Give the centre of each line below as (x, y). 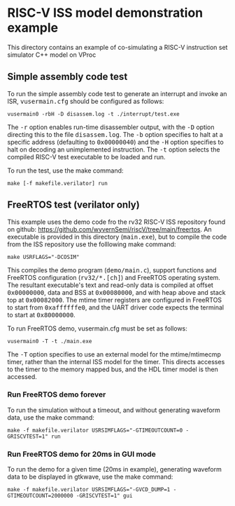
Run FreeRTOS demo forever (57, 394)
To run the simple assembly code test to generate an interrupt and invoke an (117, 93)
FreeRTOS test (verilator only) (73, 205)
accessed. (22, 376)
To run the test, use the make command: (65, 171)
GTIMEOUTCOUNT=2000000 (40, 496)
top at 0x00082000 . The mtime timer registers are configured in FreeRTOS (115, 300)
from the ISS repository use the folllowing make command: (92, 244)
